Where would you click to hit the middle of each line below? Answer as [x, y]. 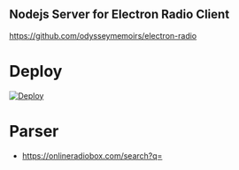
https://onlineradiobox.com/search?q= [92, 155]
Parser [34, 131]
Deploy [36, 71]
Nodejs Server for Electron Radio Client [119, 15]
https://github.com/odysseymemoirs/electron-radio [103, 35]
